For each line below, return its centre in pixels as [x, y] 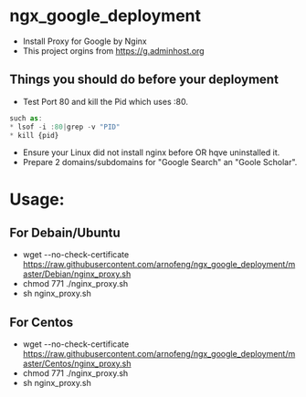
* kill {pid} [34, 135]
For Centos [42, 322]
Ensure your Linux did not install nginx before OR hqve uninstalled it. [151, 152]
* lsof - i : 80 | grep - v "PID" [65, 127]
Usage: [37, 199]
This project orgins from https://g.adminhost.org [113, 50]
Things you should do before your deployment [144, 80]
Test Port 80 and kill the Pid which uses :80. [106, 101]
